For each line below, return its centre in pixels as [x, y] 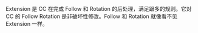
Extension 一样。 [27, 24]
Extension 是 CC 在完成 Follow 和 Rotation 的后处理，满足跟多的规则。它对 [99, 9]
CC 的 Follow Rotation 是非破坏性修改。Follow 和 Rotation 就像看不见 [91, 16]
